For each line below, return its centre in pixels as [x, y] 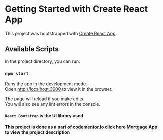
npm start [17, 73]
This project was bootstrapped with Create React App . [61, 33]
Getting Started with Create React [77, 9]
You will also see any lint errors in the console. [53, 104]
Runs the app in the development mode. [46, 84]
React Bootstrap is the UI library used [44, 115]
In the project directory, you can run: [43, 61]
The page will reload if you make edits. [45, 99]
